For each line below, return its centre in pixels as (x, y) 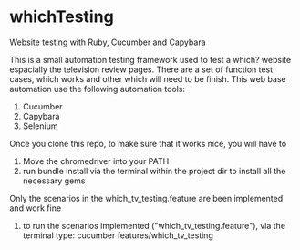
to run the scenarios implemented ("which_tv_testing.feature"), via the (154, 225)
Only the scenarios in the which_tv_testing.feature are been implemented (146, 198)
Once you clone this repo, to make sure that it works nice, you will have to (148, 143)
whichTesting (62, 17)
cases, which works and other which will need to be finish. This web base (148, 78)
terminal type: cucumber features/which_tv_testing (118, 235)
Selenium (40, 126)
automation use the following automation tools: (97, 89)
